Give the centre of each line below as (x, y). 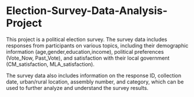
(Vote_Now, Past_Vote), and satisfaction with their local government (88, 58)
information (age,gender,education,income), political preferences (85, 51)
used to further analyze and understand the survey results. (77, 88)
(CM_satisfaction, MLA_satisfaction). (51, 64)
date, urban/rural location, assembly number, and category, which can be (95, 82)
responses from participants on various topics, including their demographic (97, 46)
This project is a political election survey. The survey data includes (87, 39)
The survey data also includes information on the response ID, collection (94, 75)
